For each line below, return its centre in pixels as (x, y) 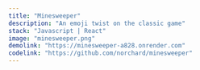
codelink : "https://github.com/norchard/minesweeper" (101, 53)
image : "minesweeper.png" (52, 38)
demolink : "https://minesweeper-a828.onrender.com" (97, 46)
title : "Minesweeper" (45, 16)
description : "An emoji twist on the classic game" (97, 23)
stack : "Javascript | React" (57, 31)
